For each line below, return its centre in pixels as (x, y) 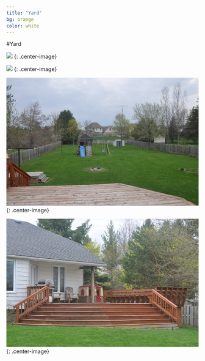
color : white (23, 26)
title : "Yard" (24, 13)
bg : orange (20, 19)
